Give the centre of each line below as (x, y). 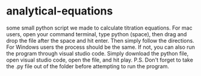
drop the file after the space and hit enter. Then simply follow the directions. (100, 40)
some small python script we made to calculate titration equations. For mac (99, 28)
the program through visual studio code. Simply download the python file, (97, 53)
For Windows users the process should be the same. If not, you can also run (101, 47)
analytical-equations (60, 11)
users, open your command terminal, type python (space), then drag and (97, 34)
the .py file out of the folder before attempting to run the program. (88, 66)
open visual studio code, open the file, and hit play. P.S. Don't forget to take (100, 60)
